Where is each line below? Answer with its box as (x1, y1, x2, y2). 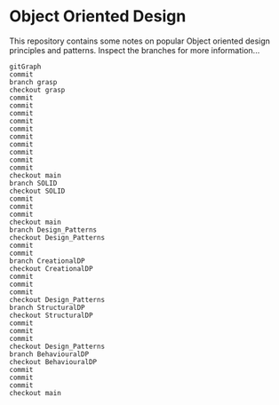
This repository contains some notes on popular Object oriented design (9, 36, 271, 46)
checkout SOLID (9, 187, 66, 195)
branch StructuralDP (9, 303, 86, 312)
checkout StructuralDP (9, 311, 93, 320)
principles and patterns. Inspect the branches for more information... (9, 44, 260, 55)
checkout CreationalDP (9, 264, 93, 273)
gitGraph (9, 62, 42, 71)
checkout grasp (9, 85, 66, 94)
